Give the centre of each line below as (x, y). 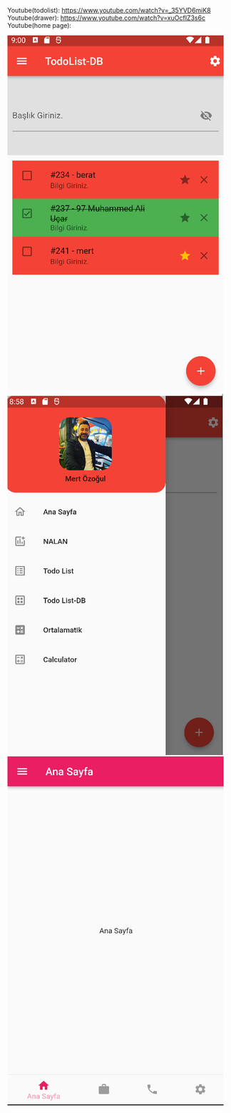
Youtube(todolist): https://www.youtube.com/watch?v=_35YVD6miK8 (109, 10)
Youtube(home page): (40, 25)
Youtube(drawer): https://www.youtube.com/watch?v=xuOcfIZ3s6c (106, 18)
